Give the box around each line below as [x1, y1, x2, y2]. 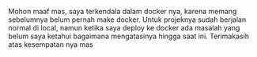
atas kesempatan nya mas [8, 40, 93, 49]
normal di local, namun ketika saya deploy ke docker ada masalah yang [8, 23, 240, 32]
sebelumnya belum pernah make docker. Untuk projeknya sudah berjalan [8, 15, 247, 24]
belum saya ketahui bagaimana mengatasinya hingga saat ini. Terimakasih [8, 31, 250, 41]
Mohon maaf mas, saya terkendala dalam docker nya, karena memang [8, 7, 237, 16]
